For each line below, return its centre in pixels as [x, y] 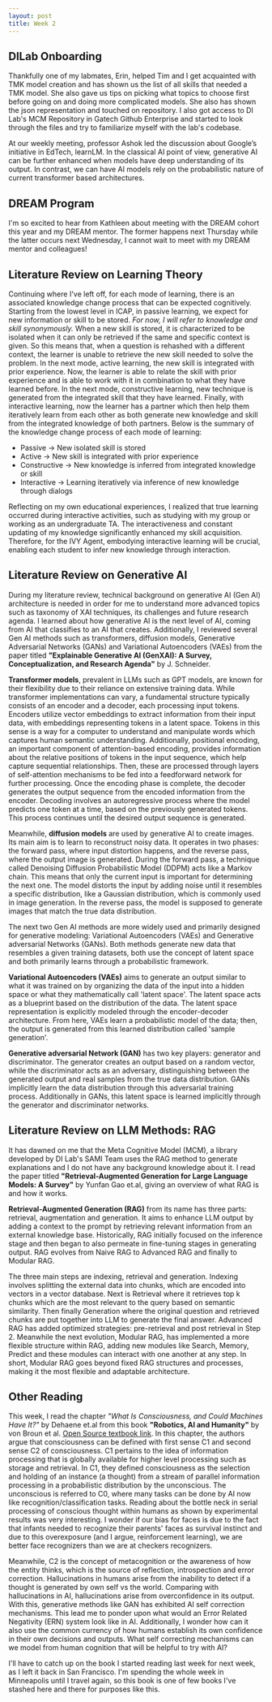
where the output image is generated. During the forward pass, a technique [134, 859]
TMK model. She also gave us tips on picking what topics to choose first [129, 93]
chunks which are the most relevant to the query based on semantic [122, 1302]
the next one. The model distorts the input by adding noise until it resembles [136, 885]
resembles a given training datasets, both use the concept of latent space [131, 953]
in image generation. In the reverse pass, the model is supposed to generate [136, 902]
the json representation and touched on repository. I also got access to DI [131, 110]
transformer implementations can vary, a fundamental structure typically [129, 697]
